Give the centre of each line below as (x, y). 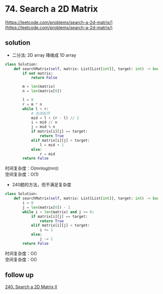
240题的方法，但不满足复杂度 (41, 185)
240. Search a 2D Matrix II (31, 287)
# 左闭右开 (40, 113)
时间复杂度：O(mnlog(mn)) (32, 168)
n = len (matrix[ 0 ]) (42, 91)
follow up (19, 275)
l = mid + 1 (52, 145)
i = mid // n (44, 122)
